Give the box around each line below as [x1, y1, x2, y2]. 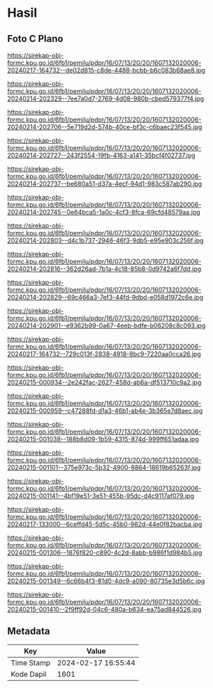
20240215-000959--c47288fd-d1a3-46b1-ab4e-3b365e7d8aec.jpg [7, 407, 203, 415]
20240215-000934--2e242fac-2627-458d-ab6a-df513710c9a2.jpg [7, 379, 202, 386]
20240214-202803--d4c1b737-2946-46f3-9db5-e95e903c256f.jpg [7, 236, 204, 244]
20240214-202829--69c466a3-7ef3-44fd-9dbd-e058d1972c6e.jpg [7, 293, 204, 301]
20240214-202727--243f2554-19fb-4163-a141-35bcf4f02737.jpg [7, 152, 196, 159]
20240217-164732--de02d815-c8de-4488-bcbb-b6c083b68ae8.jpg [7, 66, 206, 74]
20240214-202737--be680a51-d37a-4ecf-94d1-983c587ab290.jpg [7, 180, 203, 188]
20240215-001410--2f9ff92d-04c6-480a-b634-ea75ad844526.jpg [7, 606, 202, 613]
